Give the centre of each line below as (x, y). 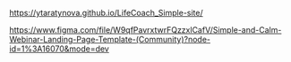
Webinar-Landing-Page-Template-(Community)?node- (110, 39)
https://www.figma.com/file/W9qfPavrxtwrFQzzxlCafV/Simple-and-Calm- (145, 30)
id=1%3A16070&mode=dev (59, 49)
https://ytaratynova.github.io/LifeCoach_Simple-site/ (106, 13)
